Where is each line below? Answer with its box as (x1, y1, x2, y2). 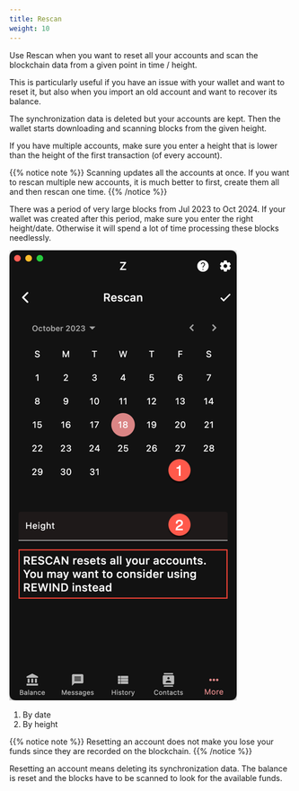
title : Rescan (9, 14, 63, 23)
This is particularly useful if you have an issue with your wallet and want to (9, 76, 286, 87)
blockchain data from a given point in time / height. (9, 59, 198, 70)
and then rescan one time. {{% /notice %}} (9, 186, 168, 197)
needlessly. (9, 232, 52, 242)
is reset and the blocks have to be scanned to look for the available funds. (9, 772, 283, 783)
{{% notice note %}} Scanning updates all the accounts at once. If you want (9, 167, 290, 178)
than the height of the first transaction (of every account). (9, 149, 223, 161)
